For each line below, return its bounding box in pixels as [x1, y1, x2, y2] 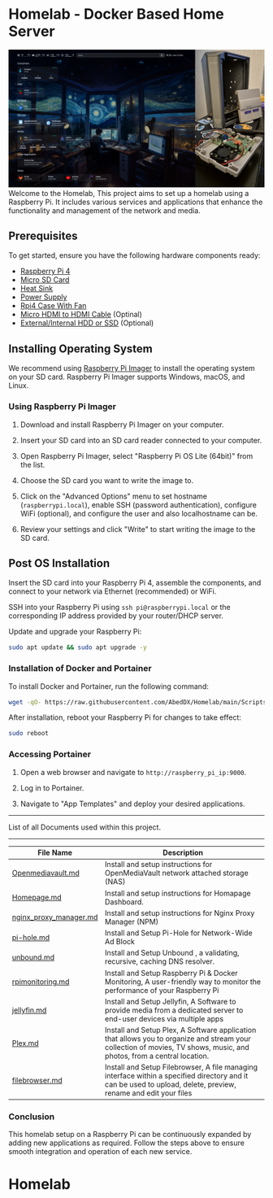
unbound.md [11, 952, 55, 962]
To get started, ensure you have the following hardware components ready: [8, 250, 261, 260]
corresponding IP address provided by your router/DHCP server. [8, 611, 223, 621]
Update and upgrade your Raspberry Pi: [8, 627, 142, 637]
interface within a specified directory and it [104, 1071, 249, 1081]
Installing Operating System [8, 342, 153, 355]
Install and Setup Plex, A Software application [104, 1026, 257, 1035]
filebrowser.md [11, 1075, 63, 1085]
